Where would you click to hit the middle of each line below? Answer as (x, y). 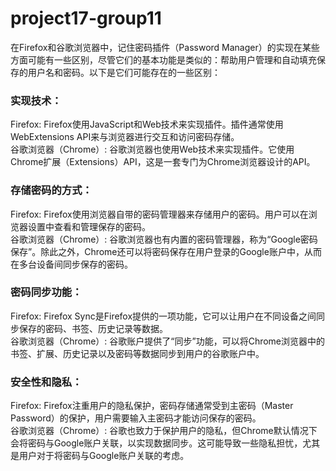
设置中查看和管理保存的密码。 (89, 226)
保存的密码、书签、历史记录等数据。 (93, 328)
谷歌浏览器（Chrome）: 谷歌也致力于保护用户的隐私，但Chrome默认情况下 (164, 431)
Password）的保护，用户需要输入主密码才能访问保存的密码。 (136, 418)
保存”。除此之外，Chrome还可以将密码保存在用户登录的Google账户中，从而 (166, 251)
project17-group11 (86, 18)
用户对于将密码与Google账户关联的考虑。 (104, 456)
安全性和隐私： (46, 382)
